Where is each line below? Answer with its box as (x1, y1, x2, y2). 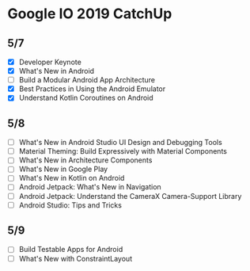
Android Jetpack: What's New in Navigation (18, 182, 161, 192)
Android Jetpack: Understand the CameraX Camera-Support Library (18, 191, 242, 200)
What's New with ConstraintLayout (18, 254, 132, 263)
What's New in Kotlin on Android (18, 174, 125, 183)
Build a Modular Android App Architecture (18, 75, 156, 85)
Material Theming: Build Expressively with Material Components (18, 147, 227, 156)
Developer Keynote (18, 57, 82, 67)
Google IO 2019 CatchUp (7, 5, 172, 23)
